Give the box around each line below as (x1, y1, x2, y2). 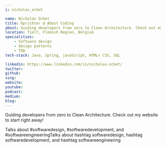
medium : (5, 94, 21, 99)
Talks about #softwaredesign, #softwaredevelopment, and (5, 127, 124, 133)
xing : (5, 75, 16, 80)
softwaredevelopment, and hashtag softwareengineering (5, 137, 121, 143)
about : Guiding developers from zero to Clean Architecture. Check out (5, 25, 156, 30)
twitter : (5, 66, 23, 72)
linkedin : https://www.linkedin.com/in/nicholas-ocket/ (5, 62, 123, 67)
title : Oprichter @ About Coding (5, 21, 74, 26)
